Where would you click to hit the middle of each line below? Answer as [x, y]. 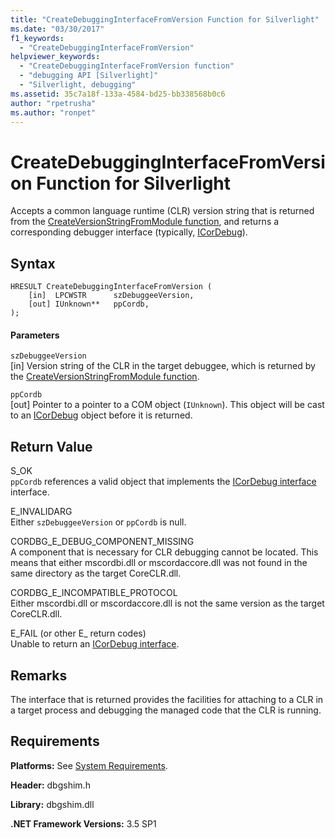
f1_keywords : [37, 38]
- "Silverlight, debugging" [78, 85]
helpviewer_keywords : [55, 57]
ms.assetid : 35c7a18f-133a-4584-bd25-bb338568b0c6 [118, 94]
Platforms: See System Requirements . [89, 765]
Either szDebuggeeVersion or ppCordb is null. [98, 522]
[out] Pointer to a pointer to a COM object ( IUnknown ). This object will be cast [167, 405]
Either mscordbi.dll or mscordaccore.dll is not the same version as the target [167, 603]
